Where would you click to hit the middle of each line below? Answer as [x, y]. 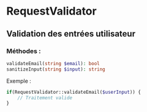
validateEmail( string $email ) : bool [53, 63]
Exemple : [19, 81]
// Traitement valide [45, 98]
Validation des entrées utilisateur [71, 34]
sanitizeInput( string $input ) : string [56, 69]
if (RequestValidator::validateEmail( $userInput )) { [73, 92]
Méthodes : [24, 51]
